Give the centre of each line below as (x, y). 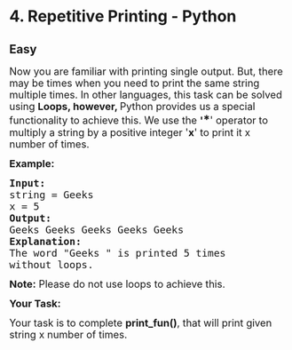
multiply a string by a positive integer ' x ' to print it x (130, 132)
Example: (32, 163)
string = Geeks (51, 195)
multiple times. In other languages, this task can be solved (146, 95)
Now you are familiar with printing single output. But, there (146, 71)
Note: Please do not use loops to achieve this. (118, 284)
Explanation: (46, 242)
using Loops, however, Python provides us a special (132, 107)
